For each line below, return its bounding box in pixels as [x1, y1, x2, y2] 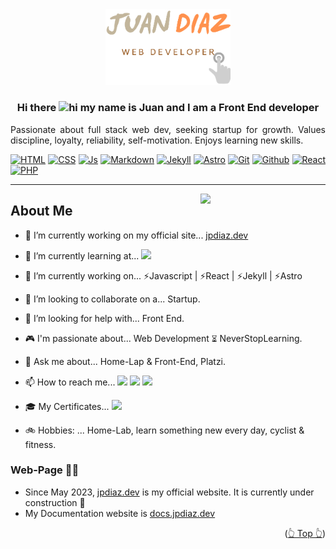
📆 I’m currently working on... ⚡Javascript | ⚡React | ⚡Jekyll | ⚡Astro [24, 269, 303, 282]
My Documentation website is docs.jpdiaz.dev [24, 507, 216, 519]
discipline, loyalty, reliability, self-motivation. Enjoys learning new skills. [10, 134, 304, 146]
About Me [10, 203, 73, 220]
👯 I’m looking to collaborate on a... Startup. [24, 293, 201, 305]
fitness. [24, 438, 57, 450]
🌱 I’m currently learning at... [24, 249, 140, 262]
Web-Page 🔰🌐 [10, 463, 80, 477]
